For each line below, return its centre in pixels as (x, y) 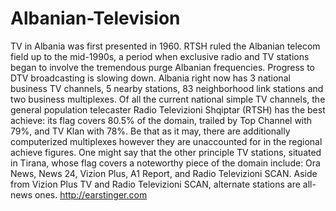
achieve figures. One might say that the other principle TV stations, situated (166, 152)
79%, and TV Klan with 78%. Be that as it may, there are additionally (150, 131)
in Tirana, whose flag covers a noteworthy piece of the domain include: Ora (165, 163)
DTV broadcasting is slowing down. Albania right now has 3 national (150, 78)
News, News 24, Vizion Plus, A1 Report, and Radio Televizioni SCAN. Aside (164, 173)
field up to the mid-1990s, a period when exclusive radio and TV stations (160, 56)
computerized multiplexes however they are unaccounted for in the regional (166, 141)
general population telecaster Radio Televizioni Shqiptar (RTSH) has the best (168, 109)
